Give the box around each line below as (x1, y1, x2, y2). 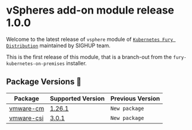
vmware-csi (9, 113, 44, 122)
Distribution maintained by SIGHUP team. (6, 42, 111, 49)
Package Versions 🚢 (6, 77, 82, 87)
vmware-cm (9, 104, 45, 112)
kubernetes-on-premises (6, 60, 65, 67)
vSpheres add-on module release (6, 4, 174, 17)
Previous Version (110, 94, 160, 102)
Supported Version (49, 94, 105, 102)
